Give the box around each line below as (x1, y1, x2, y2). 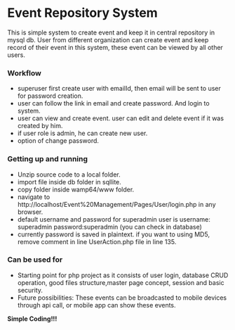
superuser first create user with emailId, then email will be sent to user (17, 84, 221, 93)
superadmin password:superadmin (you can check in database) (17, 222, 202, 231)
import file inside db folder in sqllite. (17, 177, 121, 186)
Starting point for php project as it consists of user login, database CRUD (17, 271, 229, 279)
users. (7, 51, 26, 59)
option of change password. (17, 137, 100, 145)
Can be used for (7, 255, 63, 265)
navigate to (17, 192, 51, 201)
